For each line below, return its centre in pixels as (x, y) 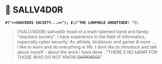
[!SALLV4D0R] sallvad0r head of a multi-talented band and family (83, 31)
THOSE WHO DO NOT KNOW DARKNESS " (60, 57)
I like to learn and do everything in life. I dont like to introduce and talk (87, 47)
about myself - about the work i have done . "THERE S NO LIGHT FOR (87, 52)
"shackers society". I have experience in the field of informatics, (81, 37)
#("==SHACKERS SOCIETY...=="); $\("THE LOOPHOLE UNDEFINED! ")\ (72, 23)
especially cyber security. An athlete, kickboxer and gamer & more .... (87, 42)
